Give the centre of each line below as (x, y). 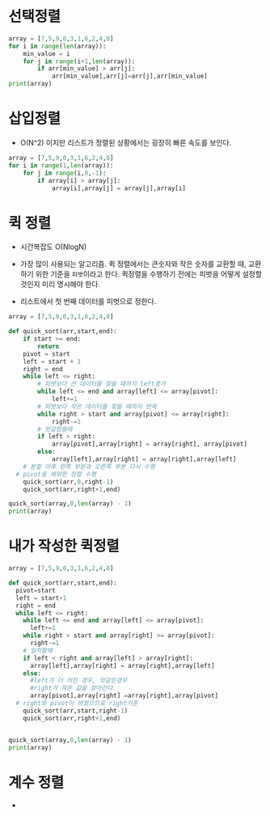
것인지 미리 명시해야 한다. (60, 285)
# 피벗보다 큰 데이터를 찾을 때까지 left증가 (102, 384)
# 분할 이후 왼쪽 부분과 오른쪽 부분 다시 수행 (89, 467)
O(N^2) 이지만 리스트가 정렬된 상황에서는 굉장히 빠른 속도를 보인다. (126, 143)
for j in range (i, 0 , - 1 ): (65, 173)
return (49, 346)
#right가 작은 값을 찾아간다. (73, 688)
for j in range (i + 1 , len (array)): (79, 61)
